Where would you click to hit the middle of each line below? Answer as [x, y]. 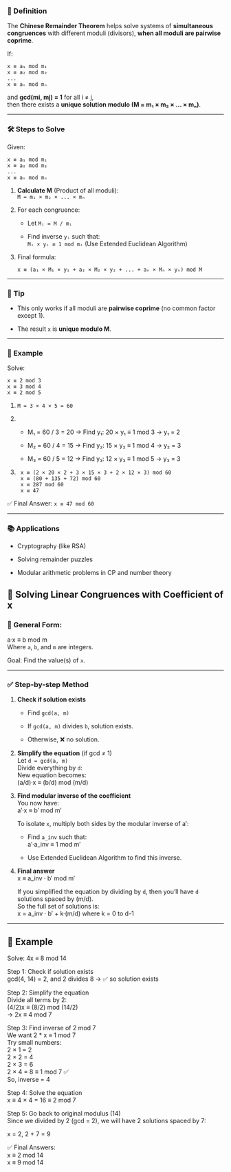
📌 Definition [27, 11]
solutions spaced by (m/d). [55, 899]
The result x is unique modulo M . [64, 329]
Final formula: [36, 257]
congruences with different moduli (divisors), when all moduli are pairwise [114, 33]
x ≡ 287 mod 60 [42, 485]
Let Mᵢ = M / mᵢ [49, 223]
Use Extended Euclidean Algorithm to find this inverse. [104, 858]
